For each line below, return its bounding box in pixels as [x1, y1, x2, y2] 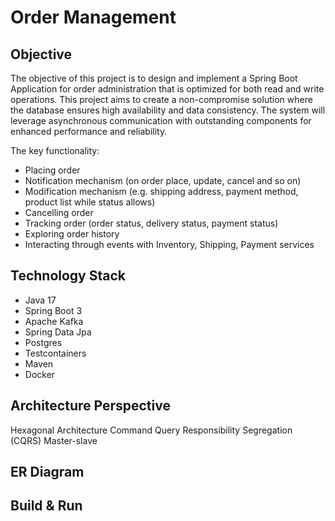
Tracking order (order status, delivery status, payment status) [24, 217, 279, 229]
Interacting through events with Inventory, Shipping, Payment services [24, 239, 315, 250]
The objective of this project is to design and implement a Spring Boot [10, 72, 298, 84]
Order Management [10, 6, 177, 29]
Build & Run [10, 497, 83, 515]
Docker [24, 368, 56, 380]
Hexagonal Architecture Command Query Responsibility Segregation [10, 424, 293, 436]
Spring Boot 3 [24, 304, 83, 316]
